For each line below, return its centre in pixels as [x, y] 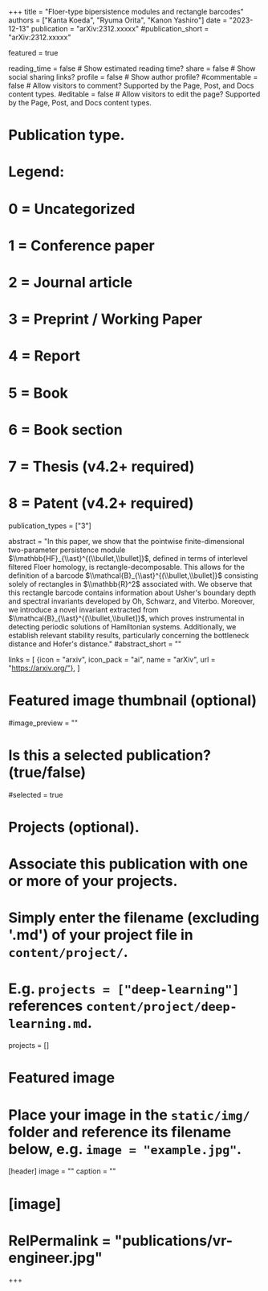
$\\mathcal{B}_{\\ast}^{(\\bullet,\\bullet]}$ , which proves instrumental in [126, 618]
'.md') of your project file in [101, 935]
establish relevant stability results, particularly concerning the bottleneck [129, 635]
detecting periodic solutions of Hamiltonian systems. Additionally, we [122, 626]
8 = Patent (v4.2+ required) [101, 503]
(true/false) [47, 772]
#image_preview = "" [43, 723]
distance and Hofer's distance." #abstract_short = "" [95, 644]
